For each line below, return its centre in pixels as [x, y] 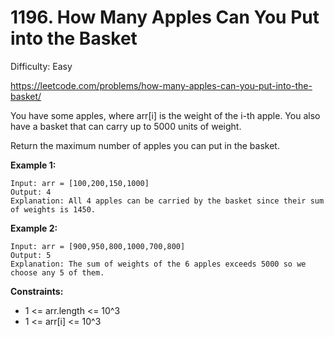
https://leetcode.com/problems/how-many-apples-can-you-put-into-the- [161, 85]
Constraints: [37, 291]
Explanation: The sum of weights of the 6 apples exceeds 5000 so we [158, 264]
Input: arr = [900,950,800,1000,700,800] [98, 246]
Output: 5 [31, 255]
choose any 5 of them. [57, 272]
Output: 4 [31, 192]
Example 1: [33, 165]
